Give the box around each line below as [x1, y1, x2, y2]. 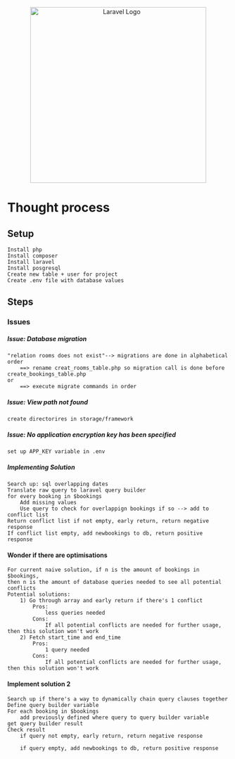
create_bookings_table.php [7, 371, 87, 378]
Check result [7, 726, 46, 733]
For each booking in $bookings [7, 708, 99, 715]
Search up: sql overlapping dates [7, 480, 109, 488]
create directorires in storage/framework [7, 416, 134, 423]
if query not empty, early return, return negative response [20, 732, 203, 739]
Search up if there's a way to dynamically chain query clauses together [7, 695, 229, 703]
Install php [7, 246, 42, 253]
